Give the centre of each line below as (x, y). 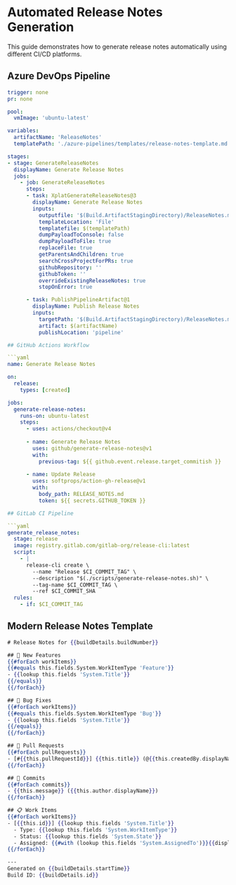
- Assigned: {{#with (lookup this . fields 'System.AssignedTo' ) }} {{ (114, 843)
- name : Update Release (61, 475)
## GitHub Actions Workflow (48, 345)
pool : (15, 112)
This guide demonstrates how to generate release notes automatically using (117, 46)
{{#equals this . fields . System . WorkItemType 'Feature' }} (91, 668)
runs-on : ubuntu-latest (55, 416)
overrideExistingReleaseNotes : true (92, 281)
